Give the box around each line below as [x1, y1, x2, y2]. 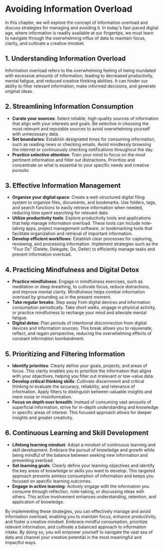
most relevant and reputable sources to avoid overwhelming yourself [12, 126, 150, 131]
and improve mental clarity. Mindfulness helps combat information [12, 289, 145, 295]
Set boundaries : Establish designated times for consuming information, [12, 136, 156, 142]
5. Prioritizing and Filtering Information [5, 350, 125, 358]
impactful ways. [5, 539, 37, 545]
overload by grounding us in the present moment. [12, 294, 112, 300]
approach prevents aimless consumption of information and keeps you [12, 473, 154, 479]
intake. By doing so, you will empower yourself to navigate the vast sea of [5, 529, 153, 535]
